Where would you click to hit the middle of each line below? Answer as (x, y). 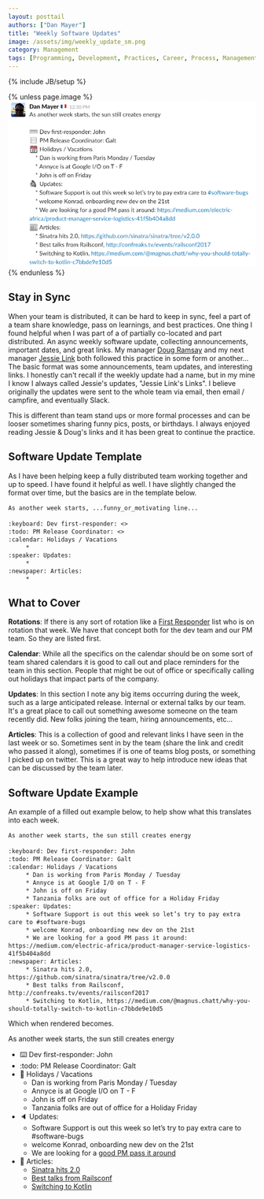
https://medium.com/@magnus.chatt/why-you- (179, 1001)
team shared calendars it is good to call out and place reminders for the (124, 663)
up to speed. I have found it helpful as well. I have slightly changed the (122, 484)
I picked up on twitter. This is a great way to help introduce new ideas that (128, 759)
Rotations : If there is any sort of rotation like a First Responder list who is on (131, 622)
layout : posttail (37, 17)
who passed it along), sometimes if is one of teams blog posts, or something (132, 752)
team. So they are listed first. (55, 639)
